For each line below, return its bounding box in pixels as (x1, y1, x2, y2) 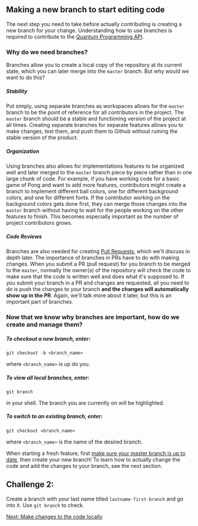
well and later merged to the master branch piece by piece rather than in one (6, 169, 192, 176)
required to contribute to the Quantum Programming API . (6, 33, 144, 40)
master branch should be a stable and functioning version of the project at (6, 115, 186, 122)
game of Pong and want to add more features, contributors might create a (6, 181, 186, 189)
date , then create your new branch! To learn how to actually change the (6, 456, 180, 463)
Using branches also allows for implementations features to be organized (6, 162, 184, 170)
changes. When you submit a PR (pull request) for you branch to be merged (6, 260, 191, 267)
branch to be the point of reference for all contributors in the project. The (6, 109, 184, 116)
